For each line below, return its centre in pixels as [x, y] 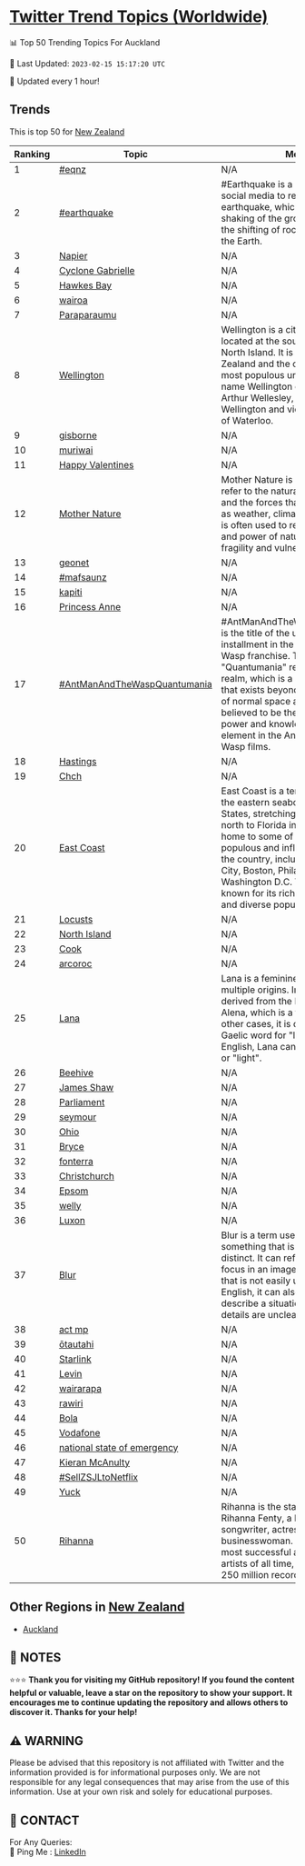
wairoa [73, 300]
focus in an [245, 1269]
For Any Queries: [41, 1842]
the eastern [246, 802]
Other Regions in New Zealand [97, 1607]
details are [243, 1314]
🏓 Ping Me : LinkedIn [48, 1852]
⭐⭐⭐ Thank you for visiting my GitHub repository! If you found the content [152, 1680]
